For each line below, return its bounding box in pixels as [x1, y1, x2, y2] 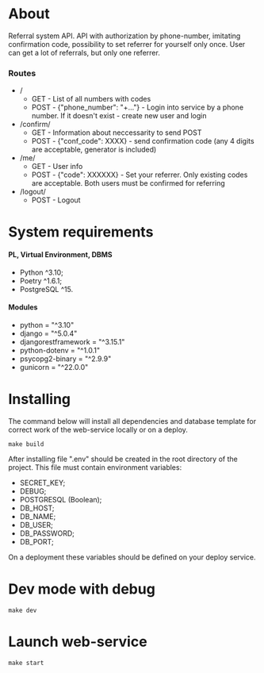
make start [8, 659, 44, 667]
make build [8, 440, 44, 448]
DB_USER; [19, 520, 53, 529]
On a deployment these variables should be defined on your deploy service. [8, 552, 256, 562]
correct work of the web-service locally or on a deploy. [8, 425, 189, 434]
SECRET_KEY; [19, 478, 66, 487]
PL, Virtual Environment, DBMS [8, 250, 113, 260]
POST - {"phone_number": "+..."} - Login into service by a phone [31, 102, 244, 112]
